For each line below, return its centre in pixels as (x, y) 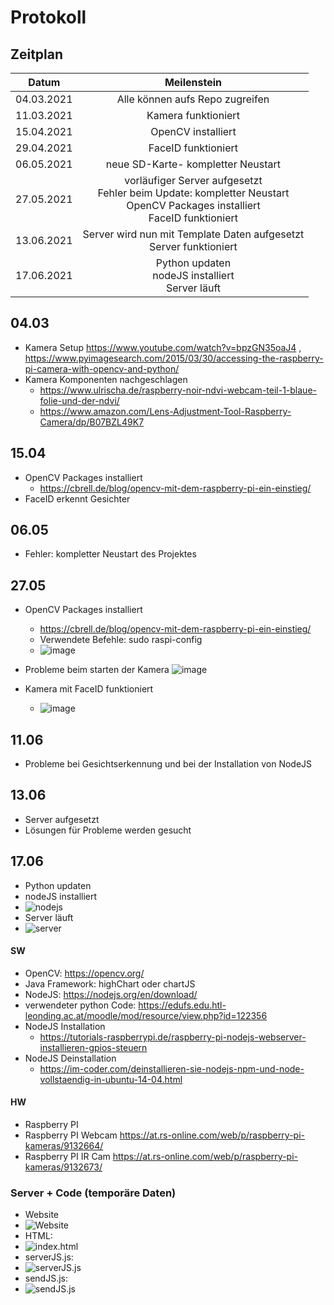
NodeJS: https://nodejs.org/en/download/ (111, 994)
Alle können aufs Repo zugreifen (193, 99)
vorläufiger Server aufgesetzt (193, 180)
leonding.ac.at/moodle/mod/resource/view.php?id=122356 (146, 1015)
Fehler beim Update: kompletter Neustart (193, 193)
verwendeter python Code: (80, 1005)
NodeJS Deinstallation (70, 1058)
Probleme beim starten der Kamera (97, 670)
